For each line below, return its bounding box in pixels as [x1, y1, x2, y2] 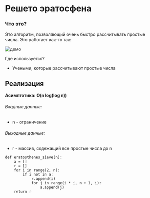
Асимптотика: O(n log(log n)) [5, 93, 67, 99]
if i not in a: [22, 172, 54, 177]
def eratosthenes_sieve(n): [5, 155, 63, 160]
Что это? [5, 21, 27, 27]
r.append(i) [31, 176, 56, 181]
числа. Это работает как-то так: [5, 37, 72, 43]
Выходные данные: [5, 130, 45, 136]
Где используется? [5, 56, 45, 62]
